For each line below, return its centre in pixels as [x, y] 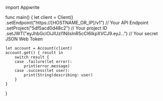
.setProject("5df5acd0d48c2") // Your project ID [56, 28]
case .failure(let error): [43, 62]
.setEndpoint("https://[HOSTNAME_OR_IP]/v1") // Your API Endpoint [77, 23]
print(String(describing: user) [59, 75]
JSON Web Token [24, 39]
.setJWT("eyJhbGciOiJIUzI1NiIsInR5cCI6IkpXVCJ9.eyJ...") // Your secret [82, 33]
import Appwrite [23, 7]
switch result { [32, 57]
